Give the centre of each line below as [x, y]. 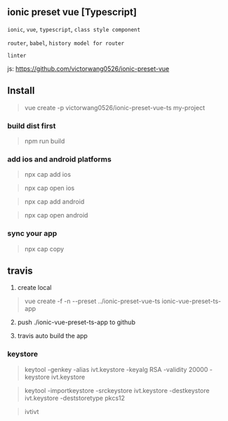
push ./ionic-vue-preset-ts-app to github [76, 322]
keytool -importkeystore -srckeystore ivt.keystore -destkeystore [117, 390]
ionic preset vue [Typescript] [72, 12]
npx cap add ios [48, 175]
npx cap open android [56, 215]
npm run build [45, 141]
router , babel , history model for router [66, 43]
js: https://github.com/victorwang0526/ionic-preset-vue [88, 68]
